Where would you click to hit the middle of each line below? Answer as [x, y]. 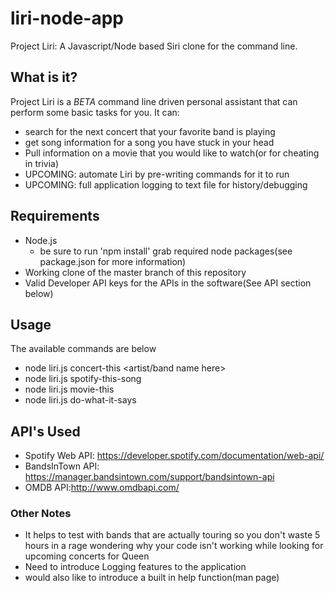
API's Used [45, 431]
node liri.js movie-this [69, 389]
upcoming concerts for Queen [87, 556]
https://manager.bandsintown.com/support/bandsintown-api [149, 477]
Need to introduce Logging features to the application [135, 567]
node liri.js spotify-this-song [83, 379]
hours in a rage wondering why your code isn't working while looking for [174, 546]
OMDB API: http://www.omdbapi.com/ [102, 488]
